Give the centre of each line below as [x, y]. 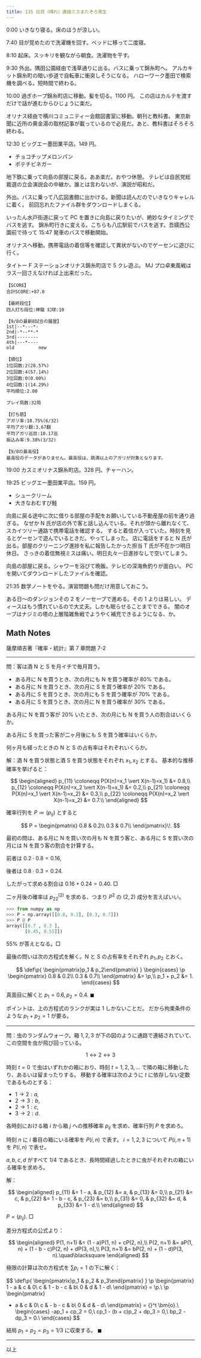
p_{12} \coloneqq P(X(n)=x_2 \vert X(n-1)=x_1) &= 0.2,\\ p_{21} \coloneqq [100, 788]
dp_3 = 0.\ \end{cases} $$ [47, 1318]
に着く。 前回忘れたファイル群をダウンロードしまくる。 [75, 204]
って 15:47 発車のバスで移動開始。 [69, 232]
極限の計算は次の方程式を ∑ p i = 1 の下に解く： [63, 1268]
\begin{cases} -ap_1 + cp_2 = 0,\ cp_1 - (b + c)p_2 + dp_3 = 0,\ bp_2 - [100, 1311]
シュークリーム [33, 495]
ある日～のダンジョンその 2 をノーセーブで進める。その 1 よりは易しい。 [95, 599]
